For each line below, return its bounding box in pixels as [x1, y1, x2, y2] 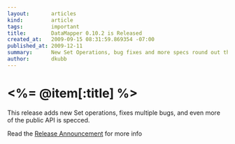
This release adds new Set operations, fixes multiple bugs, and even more [7, 109, 220, 117]
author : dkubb [7, 56, 68, 63]
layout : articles [7, 10, 77, 17]
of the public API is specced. [7, 115, 90, 124]
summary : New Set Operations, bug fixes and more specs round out [7, 49, 220, 56]
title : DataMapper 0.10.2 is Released [7, 29, 142, 37]
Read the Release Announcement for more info [7, 129, 142, 138]
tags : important [7, 23, 80, 30]
